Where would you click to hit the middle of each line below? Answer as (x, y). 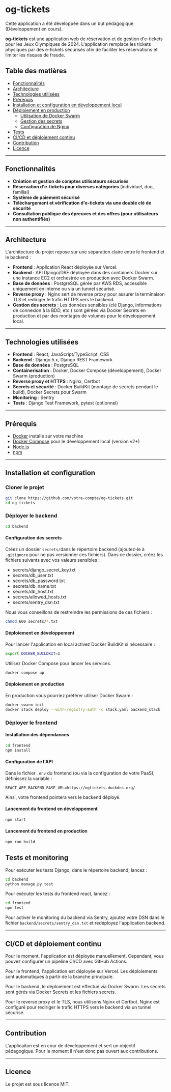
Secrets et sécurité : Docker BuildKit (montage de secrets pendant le (85, 387)
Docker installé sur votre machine (48, 436)
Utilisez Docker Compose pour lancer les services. (58, 663)
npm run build (20, 842)
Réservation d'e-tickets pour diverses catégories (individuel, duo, (83, 186)
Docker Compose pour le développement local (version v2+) (76, 441)
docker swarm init (25, 705)
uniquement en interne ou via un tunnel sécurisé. (64, 289)
